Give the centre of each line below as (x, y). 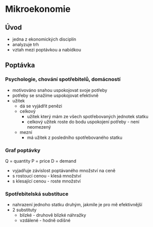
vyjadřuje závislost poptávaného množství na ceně (64, 170)
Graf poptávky (23, 150)
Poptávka (20, 65)
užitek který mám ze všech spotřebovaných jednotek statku (88, 116)
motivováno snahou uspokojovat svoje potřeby (60, 90)
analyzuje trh (25, 45)
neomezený (39, 127)
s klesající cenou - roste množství (46, 181)
